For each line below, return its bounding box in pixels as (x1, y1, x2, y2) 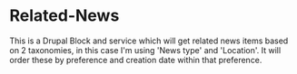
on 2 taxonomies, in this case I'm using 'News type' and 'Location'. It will (9, 44, 282, 55)
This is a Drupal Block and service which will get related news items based (9, 35, 289, 46)
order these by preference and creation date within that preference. (9, 54, 262, 65)
